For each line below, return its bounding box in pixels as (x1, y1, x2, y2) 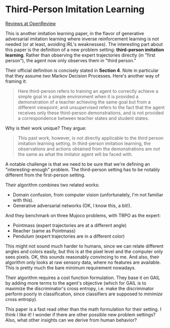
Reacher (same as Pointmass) (12, 228, 76, 234)
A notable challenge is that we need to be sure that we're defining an (5, 161, 151, 167)
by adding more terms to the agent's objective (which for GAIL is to (5, 280, 147, 286)
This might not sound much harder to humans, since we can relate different (5, 243, 164, 249)
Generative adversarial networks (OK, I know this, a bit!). (12, 203, 132, 209)
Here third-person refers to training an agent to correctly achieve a (17, 88, 159, 94)
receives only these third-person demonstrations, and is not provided (17, 110, 164, 116)
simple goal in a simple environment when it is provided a (17, 93, 139, 99)
